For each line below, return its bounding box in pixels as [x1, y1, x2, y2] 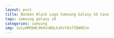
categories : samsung [5, 21, 48, 26]
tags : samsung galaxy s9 [5, 16, 56, 21]
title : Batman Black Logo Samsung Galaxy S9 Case [5, 12, 110, 17]
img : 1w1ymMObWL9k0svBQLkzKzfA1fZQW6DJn [5, 26, 90, 31]
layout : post [5, 7, 32, 12]
